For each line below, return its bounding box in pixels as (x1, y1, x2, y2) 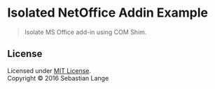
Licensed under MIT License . (7, 66, 92, 74)
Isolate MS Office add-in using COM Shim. (24, 28, 147, 36)
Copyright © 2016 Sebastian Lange (7, 74, 109, 82)
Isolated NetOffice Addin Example (7, 5, 209, 21)
